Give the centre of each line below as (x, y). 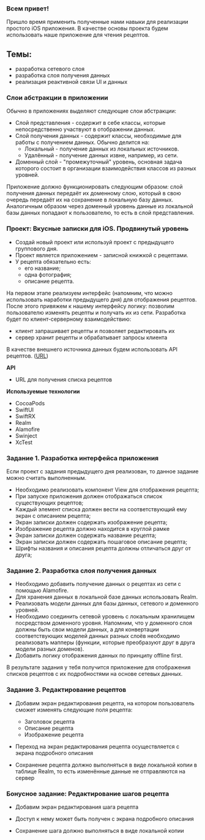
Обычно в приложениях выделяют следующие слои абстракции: (91, 111)
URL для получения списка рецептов (63, 379)
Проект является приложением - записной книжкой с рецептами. (102, 255)
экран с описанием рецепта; (53, 516)
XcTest (24, 442)
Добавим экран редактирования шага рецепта (77, 807)
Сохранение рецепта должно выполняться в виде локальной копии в (106, 765)
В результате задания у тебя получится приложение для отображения (99, 667)
